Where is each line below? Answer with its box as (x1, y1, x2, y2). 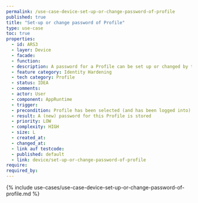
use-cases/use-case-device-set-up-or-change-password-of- (34, 184, 184, 191)
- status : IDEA (11, 80, 49, 86)
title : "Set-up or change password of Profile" (6, 19, 126, 25)
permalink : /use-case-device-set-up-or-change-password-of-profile (6, 8, 176, 15)
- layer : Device (11, 47, 51, 53)
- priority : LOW (11, 119, 51, 125)
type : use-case (6, 25, 44, 31)
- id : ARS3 (11, 42, 38, 48)
